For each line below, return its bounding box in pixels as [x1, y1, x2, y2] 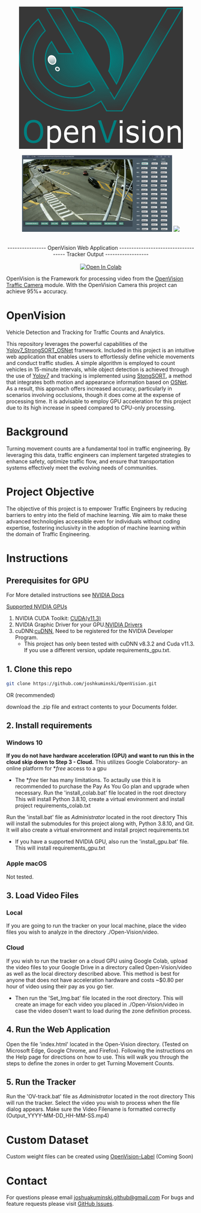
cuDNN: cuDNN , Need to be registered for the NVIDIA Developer [14, 628, 173, 635]
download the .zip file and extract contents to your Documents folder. [6, 703, 178, 710]
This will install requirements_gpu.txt [14, 844, 106, 852]
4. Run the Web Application [6, 1024, 111, 1035]
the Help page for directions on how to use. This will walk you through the [6, 1053, 189, 1060]
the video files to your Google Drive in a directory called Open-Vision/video [6, 963, 192, 970]
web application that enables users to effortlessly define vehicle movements [6, 353, 195, 360]
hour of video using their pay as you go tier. [6, 982, 114, 990]
